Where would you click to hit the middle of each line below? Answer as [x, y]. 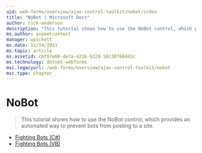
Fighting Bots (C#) [38, 137]
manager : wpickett [29, 40]
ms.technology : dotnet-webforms [47, 62]
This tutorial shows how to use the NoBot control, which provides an [106, 119]
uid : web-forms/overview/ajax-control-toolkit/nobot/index [82, 12]
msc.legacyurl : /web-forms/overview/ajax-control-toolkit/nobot [88, 67]
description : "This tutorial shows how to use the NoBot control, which [99, 28]
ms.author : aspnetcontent [38, 34]
